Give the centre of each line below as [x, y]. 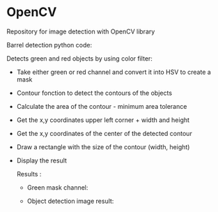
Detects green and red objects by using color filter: [79, 58]
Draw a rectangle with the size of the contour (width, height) [103, 146]
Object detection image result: [70, 201]
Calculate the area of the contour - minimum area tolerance [102, 106]
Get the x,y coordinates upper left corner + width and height [103, 120]
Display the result [42, 160]
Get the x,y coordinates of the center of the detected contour [104, 133]
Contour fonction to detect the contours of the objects [94, 93]
